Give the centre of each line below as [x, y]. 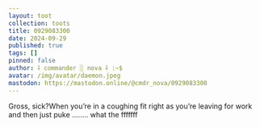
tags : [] [23, 53]
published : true [36, 46]
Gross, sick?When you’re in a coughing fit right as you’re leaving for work [130, 106]
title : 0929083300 [39, 31]
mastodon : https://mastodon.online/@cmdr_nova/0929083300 [108, 83]
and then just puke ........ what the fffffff [73, 114]
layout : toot [30, 16]
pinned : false [32, 61]
